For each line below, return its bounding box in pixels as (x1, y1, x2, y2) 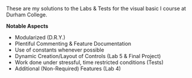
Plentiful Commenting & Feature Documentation (14, 40, 132, 47)
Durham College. (6, 11, 47, 18)
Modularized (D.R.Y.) (14, 34, 66, 40)
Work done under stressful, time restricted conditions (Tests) (14, 59, 164, 66)
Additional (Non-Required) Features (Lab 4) (14, 65, 121, 72)
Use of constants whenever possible (14, 46, 105, 53)
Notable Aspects (6, 23, 49, 29)
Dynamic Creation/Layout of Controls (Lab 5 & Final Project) (14, 53, 161, 59)
